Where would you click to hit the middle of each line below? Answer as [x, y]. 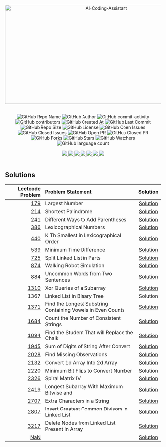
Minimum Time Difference [75, 250]
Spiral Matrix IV [63, 378]
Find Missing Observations [76, 354]
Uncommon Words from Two [79, 273]
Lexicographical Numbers [75, 227]
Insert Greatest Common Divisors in [86, 409]
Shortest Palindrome [69, 211]
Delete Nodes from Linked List [80, 423]
